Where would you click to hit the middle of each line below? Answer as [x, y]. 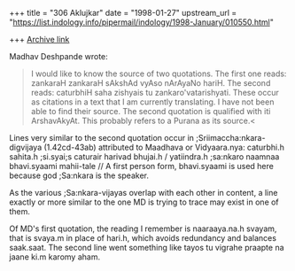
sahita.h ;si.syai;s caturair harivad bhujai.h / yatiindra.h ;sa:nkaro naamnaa [144, 157]
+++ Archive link [39, 39]
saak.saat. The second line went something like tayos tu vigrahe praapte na [147, 248]
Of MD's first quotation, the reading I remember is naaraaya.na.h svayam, [143, 228]
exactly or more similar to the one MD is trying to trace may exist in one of [144, 202]
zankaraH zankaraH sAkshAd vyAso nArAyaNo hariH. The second [151, 83]
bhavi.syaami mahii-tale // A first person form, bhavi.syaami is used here [142, 166]
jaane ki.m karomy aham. [54, 257]
